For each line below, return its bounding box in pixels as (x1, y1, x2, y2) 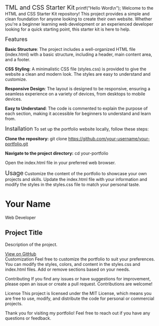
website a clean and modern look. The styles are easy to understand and (5, 71, 151, 77)
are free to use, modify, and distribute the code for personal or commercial (5, 295, 154, 301)
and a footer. (5, 57, 31, 62)
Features (5, 36, 28, 43)
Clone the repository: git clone (5, 136, 67, 142)
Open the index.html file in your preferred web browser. (5, 160, 116, 165)
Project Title (5, 228, 43, 237)
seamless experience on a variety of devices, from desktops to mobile (5, 91, 145, 97)
